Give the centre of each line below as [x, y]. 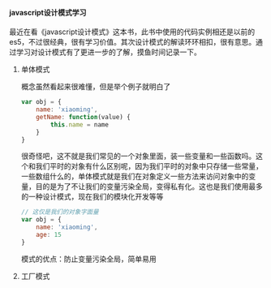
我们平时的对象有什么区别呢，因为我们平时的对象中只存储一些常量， [149, 166]
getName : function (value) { [83, 117]
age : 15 [49, 235]
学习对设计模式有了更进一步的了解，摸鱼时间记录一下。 [108, 52]
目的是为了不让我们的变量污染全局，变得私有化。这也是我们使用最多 [149, 187]
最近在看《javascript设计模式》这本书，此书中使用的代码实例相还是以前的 [132, 32]
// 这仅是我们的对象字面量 [60, 212]
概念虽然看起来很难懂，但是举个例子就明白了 [96, 87]
